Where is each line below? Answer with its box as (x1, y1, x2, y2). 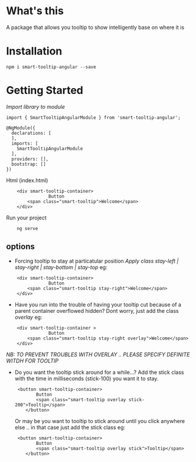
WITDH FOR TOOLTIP (6, 357, 59, 364)
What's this (6, 4, 64, 18)
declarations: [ (11, 130, 51, 136)
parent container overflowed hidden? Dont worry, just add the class (14, 307, 179, 314)
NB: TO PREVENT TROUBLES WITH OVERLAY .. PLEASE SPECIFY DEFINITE (6, 351, 190, 358)
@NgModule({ (6, 125, 35, 131)
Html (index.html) (6, 176, 48, 184)
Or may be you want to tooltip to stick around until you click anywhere (14, 417, 185, 424)
